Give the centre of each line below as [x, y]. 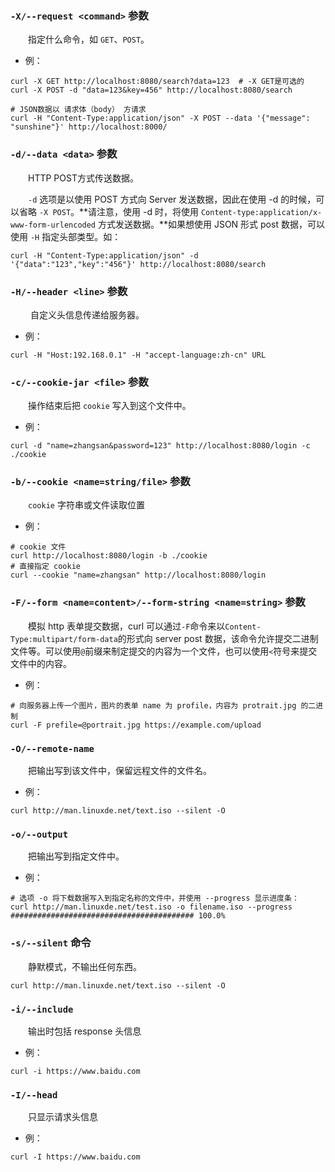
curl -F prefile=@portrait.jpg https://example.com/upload [136, 725]
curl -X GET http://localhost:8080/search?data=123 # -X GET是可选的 [157, 82]
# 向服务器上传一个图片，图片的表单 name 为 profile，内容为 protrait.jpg [153, 705]
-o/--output [39, 834]
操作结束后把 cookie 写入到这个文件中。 [109, 406]
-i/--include [42, 1009]
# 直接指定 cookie [45, 567]
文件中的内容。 [41, 663]
